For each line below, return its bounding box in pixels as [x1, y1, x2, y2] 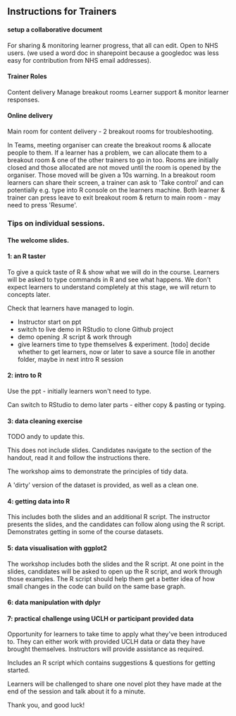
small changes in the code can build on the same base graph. [7, 582, 186, 590]
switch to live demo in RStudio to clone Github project [17, 324, 174, 334]
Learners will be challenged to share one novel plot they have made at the [7, 680, 222, 688]
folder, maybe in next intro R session [17, 355, 124, 363]
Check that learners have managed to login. [7, 303, 135, 313]
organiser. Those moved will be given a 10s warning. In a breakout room [7, 171, 216, 179]
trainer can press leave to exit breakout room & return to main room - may [7, 193, 221, 202]
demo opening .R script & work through [17, 332, 132, 341]
